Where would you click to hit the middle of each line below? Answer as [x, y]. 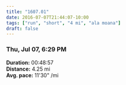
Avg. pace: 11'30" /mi [32, 75]
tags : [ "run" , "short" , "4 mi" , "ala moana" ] [63, 23]
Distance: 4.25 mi [28, 69]
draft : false [22, 28]
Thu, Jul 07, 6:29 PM [36, 50]
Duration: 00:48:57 [30, 62]
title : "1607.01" [28, 12]
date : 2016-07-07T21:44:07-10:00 [48, 17]
